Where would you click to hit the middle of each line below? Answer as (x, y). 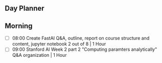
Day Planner (25, 8)
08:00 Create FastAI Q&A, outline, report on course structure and (81, 38)
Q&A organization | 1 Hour (39, 55)
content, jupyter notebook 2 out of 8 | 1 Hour (59, 44)
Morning (19, 26)
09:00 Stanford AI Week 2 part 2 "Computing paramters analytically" (85, 49)
